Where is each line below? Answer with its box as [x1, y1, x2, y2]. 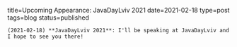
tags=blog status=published [7, 13, 90, 22]
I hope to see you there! [7, 33, 83, 40]
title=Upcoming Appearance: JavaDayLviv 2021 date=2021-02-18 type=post [7, 6, 230, 14]
